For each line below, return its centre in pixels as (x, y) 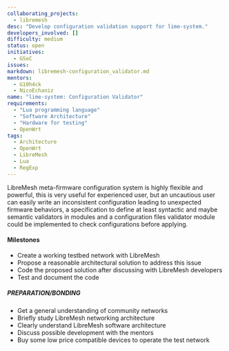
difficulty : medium (35, 39)
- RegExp (26, 168)
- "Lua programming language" (57, 110)
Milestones (23, 240)
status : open (26, 46)
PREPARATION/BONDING (44, 293)
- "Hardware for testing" (51, 123)
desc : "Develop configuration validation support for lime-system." (108, 26)
